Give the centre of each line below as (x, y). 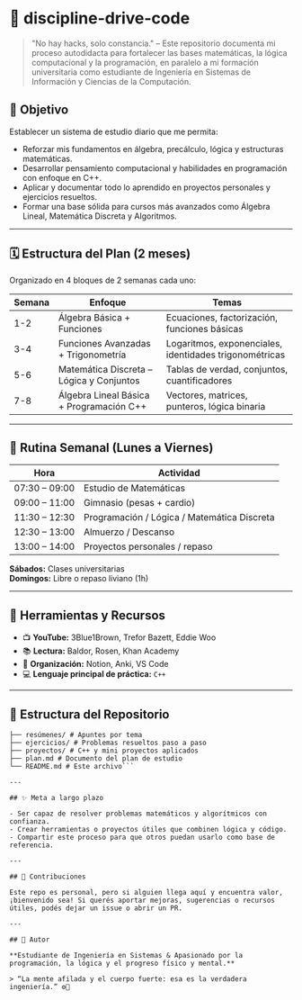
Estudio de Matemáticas (135, 488)
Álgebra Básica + (94, 317)
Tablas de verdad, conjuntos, (227, 369)
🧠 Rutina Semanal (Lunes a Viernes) (111, 448)
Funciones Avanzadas (104, 343)
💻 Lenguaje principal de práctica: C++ (94, 674)
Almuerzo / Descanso (129, 532)
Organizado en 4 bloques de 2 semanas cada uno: (103, 280)
